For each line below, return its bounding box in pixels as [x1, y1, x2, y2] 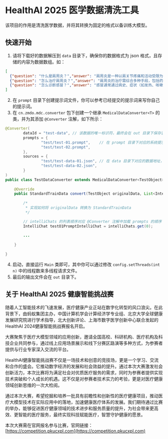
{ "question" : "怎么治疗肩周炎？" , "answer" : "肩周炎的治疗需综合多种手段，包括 [9, 78, 160, 83]
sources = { [23, 154, 48, 159]
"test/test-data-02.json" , [40, 164, 97, 169]
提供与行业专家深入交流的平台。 [5, 346, 71, 352]
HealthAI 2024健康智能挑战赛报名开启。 [5, 323, 88, 329]
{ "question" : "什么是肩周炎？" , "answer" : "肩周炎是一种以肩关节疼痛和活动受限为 [9, 73, 163, 78]
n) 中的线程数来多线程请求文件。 [12, 267, 80, 273]
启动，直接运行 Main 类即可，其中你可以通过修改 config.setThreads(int [12, 261, 160, 267]
